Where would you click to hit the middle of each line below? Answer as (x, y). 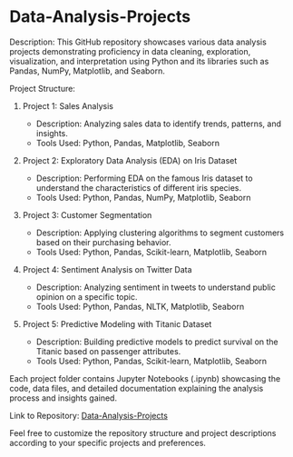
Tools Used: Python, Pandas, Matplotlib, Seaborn (128, 143)
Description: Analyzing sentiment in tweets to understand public (156, 287)
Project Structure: (42, 88)
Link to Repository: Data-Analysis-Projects (88, 415)
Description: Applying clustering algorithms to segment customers (160, 233)
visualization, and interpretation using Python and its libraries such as (139, 61)
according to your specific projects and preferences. (108, 442)
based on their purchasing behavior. (103, 242)
